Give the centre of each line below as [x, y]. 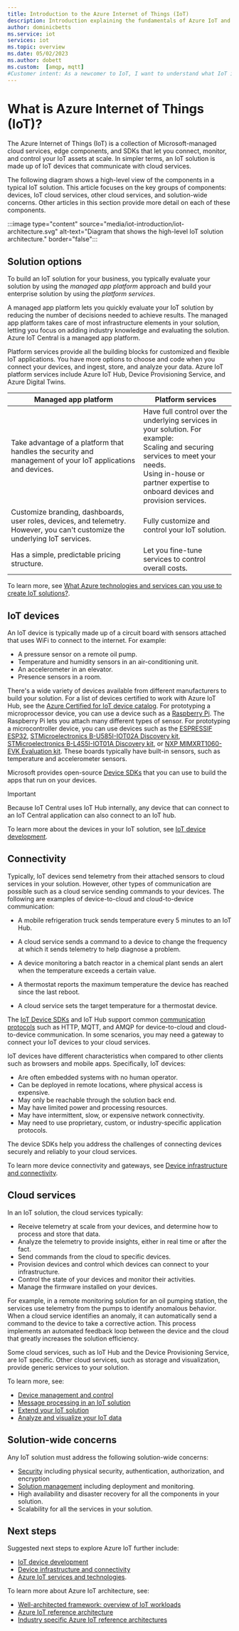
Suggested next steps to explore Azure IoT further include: [93, 1548]
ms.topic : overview [36, 47]
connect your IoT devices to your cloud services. [79, 1042]
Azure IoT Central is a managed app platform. [74, 338]
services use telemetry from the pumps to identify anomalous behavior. [112, 1308]
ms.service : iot [31, 34]
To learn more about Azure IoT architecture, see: [78, 1591]
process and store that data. [59, 1234]
